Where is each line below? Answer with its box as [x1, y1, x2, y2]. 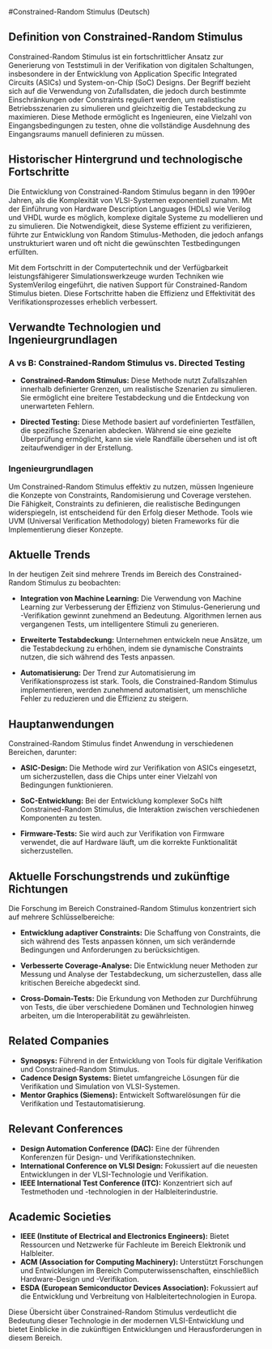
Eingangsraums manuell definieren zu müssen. [8, 129, 164, 138]
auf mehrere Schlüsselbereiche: [8, 912, 115, 922]
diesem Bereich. [8, 1333, 63, 1343]
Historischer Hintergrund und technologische [8, 153, 243, 167]
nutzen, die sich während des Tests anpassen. [19, 652, 176, 662]
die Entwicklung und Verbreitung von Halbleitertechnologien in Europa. [19, 1292, 257, 1301]
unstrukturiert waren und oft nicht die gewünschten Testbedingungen [8, 238, 240, 248]
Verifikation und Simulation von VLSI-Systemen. [19, 1081, 181, 1091]
